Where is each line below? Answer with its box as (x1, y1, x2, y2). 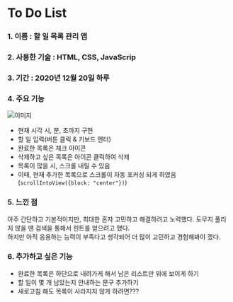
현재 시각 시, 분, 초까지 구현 (17, 126, 93, 135)
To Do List (7, 5, 67, 21)
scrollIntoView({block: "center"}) (20, 180, 125, 187)
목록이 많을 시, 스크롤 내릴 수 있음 (17, 161, 110, 170)
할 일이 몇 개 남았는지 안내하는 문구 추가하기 (17, 278, 140, 286)
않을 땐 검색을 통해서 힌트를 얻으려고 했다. (14, 223, 130, 232)
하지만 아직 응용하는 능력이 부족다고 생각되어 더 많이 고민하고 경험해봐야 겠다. (7, 232, 221, 241)
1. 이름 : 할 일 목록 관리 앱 (7, 32, 88, 42)
